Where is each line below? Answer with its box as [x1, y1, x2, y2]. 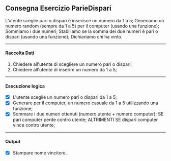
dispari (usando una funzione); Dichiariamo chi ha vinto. [5, 33, 123, 39]
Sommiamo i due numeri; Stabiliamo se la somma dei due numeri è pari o [5, 28, 158, 34]
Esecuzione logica [5, 83, 45, 89]
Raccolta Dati [5, 50, 35, 56]
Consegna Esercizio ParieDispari [5, 4, 111, 13]
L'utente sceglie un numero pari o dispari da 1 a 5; [12, 94, 117, 100]
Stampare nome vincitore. [12, 149, 67, 156]
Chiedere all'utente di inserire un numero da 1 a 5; [12, 67, 117, 73]
